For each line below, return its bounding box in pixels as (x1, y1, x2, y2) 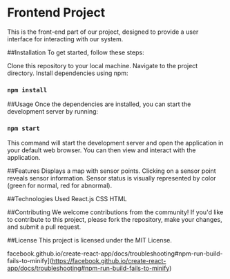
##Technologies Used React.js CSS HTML (7, 194, 127, 203)
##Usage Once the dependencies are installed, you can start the (7, 100, 191, 108)
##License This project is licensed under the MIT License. (7, 236, 173, 244)
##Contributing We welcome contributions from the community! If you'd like (7, 208, 224, 216)
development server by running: (7, 107, 99, 116)
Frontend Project (7, 5, 106, 21)
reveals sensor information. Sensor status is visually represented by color (7, 174, 216, 182)
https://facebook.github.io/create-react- (51, 256, 166, 265)
